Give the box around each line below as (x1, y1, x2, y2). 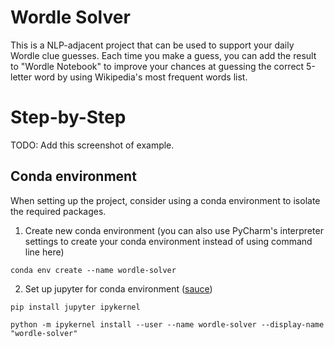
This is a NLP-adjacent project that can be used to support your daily (10, 39, 295, 51)
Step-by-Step (10, 106, 127, 129)
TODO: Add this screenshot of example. (10, 139, 175, 151)
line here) (24, 246, 65, 258)
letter (10, 71, 33, 83)
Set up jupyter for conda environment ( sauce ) (24, 282, 213, 295)
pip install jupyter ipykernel (10, 302, 141, 312)
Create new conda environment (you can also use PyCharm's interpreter (24, 224, 324, 236)
